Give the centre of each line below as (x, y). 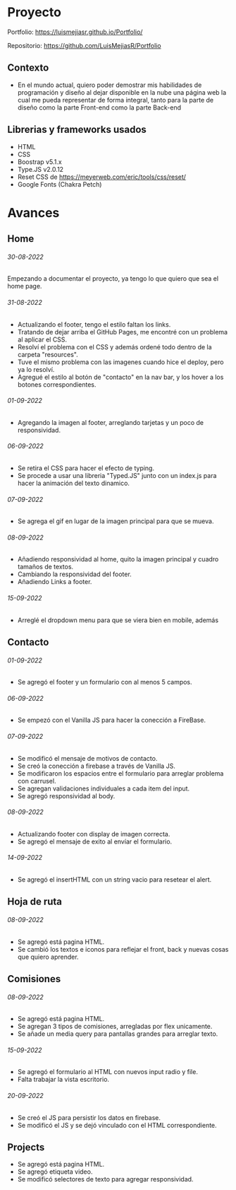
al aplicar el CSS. (42, 339)
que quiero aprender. (48, 957)
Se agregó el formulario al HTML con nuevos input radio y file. (108, 1072)
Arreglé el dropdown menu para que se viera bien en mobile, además (118, 620)
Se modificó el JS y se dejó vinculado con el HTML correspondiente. (117, 1125)
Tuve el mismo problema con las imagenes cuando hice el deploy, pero (120, 362)
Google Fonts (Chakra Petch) (60, 184)
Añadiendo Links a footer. (55, 582)
